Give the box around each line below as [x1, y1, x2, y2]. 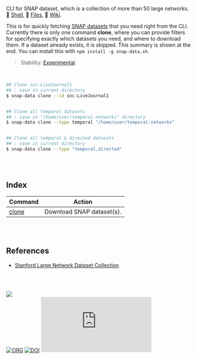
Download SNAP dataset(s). [44, 207, 122, 215]
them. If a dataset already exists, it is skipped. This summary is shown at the [6, 41, 191, 48]
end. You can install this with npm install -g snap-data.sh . [6, 48, 150, 55]
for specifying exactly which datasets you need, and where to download [6, 35, 181, 42]
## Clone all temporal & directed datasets [6, 135, 115, 141]
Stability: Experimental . [20, 59, 76, 66]
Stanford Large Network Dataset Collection [14, 261, 119, 268]
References [6, 246, 49, 256]
